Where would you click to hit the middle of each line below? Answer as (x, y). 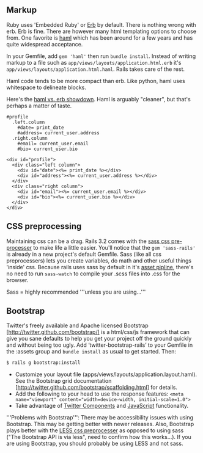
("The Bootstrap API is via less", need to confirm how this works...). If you (99, 437)
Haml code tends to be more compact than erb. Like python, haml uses (96, 81)
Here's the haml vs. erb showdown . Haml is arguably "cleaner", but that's (98, 99)
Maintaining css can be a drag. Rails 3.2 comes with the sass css (88, 241)
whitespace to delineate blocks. (46, 87)
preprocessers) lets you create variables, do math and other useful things (99, 260)
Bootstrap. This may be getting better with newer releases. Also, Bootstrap (100, 424)
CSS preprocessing (44, 226)
